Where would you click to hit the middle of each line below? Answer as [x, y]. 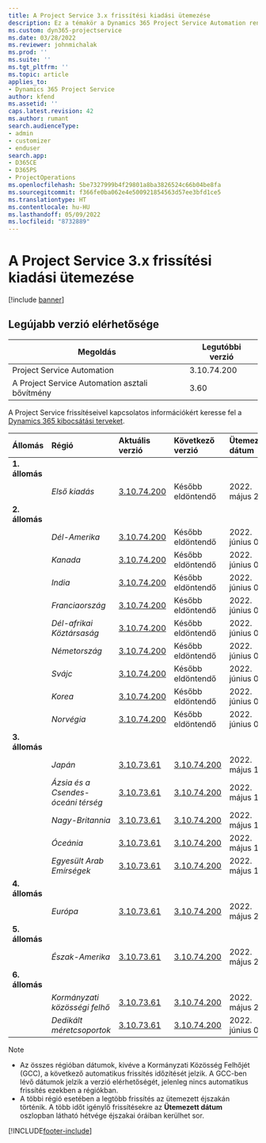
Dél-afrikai [72, 623]
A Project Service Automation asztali [80, 383]
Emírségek [71, 871]
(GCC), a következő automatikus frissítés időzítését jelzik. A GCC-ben [133, 1073]
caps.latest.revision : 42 [51, 112]
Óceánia [67, 843]
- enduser [25, 148]
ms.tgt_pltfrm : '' [38, 67]
